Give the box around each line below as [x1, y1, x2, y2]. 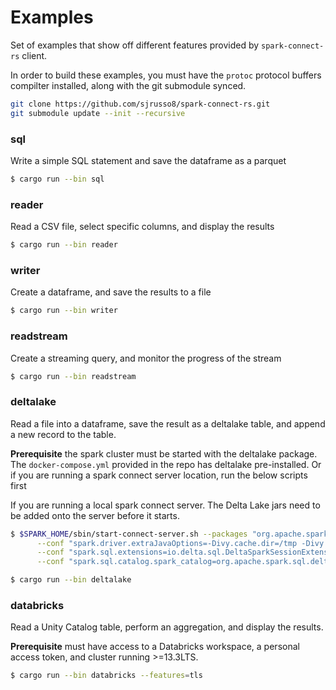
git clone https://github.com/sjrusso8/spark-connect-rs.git [10, 99, 271, 109]
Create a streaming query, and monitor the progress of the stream [10, 352, 282, 364]
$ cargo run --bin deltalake [10, 575, 132, 585]
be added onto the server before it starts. [10, 509, 180, 521]
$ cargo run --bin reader [10, 240, 118, 250]
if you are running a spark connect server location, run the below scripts [10, 469, 308, 481]
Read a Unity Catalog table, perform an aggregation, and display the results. [10, 621, 324, 633]
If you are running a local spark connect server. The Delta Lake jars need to [10, 499, 321, 511]
